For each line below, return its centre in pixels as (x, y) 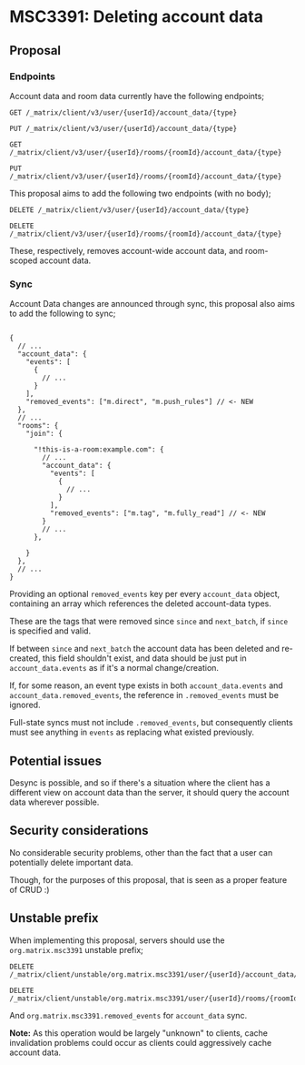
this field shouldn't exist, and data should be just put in (144, 658)
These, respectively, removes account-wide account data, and (126, 250)
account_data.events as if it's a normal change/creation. (114, 668)
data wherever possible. (54, 802)
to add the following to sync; (63, 314)
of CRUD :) (30, 889)
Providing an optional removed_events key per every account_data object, (145, 594)
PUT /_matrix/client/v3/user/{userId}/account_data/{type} (123, 128)
